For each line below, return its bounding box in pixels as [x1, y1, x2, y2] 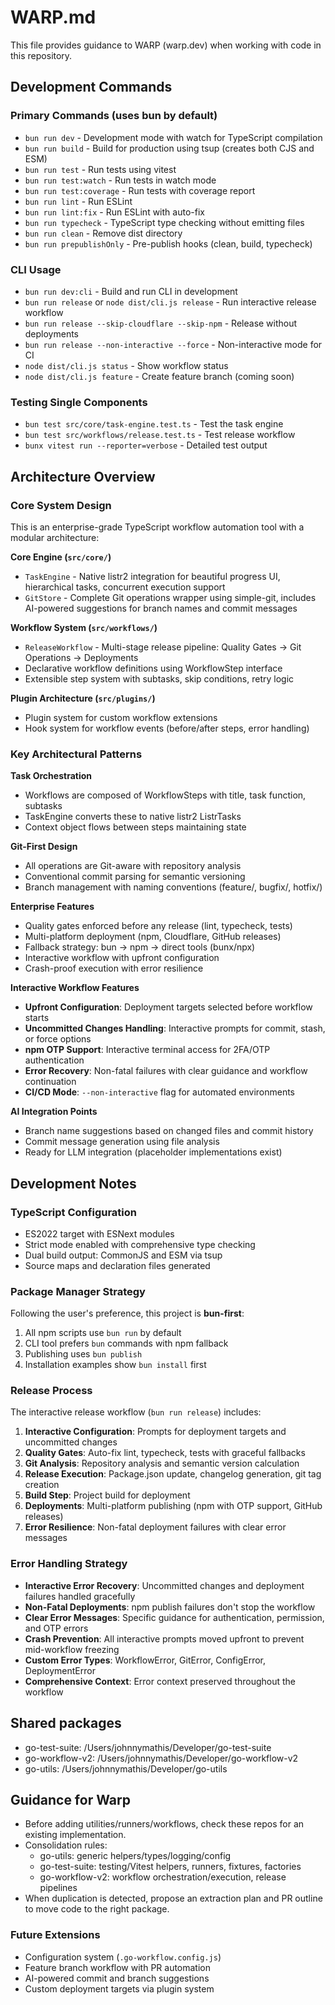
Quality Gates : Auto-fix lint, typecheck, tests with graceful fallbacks [24, 1447, 306, 1459]
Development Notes [10, 1175, 137, 1192]
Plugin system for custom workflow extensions [24, 711, 218, 723]
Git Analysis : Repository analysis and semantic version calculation [24, 1457, 300, 1470]
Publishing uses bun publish [24, 1348, 143, 1360]
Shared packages [10, 1715, 122, 1732]
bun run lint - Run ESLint [24, 195, 133, 207]
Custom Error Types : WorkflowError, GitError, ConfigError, [24, 1654, 266, 1666]
